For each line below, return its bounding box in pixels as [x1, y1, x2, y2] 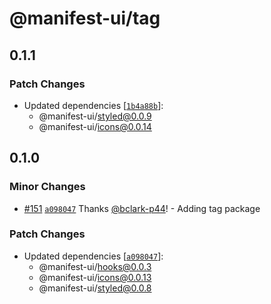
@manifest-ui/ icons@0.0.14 [38, 120, 152, 132]
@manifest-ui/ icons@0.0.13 [38, 271, 152, 283]
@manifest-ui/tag [9, 7, 161, 30]
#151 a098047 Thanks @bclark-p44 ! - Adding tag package [23, 202, 261, 214]
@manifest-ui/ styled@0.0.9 [38, 110, 152, 122]
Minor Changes [9, 180, 86, 194]
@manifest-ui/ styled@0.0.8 [38, 282, 152, 294]
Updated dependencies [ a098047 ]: [23, 250, 164, 262]
